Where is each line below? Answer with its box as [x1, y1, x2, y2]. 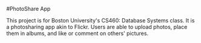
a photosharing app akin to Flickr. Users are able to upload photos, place [6, 24, 188, 30]
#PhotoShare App [6, 5, 51, 12]
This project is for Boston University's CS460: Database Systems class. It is [6, 17, 195, 24]
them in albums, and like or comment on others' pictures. [6, 30, 149, 37]
